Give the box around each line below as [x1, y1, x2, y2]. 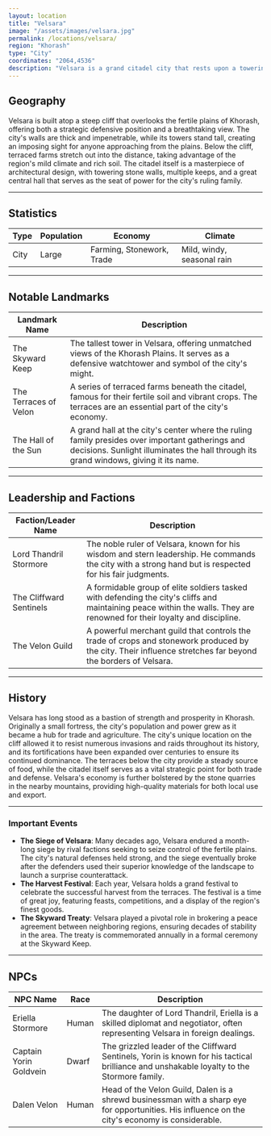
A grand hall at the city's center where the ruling [69, 424, 252, 436]
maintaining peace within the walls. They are [85, 602, 255, 613]
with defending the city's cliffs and [85, 592, 218, 603]
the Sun [12, 445, 42, 456]
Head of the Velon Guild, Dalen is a [102, 1084, 234, 1095]
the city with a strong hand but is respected [85, 558, 252, 570]
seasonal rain [181, 254, 232, 265]
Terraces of [12, 396, 56, 407]
